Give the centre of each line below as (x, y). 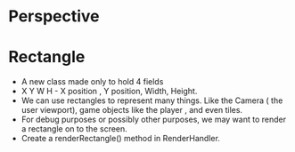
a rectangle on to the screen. (74, 129)
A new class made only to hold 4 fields (92, 82)
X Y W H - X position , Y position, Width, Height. (109, 92)
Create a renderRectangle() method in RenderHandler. (120, 139)
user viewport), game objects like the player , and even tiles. (131, 110)
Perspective (54, 16)
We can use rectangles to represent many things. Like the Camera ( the (152, 100)
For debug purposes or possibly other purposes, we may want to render (154, 120)
